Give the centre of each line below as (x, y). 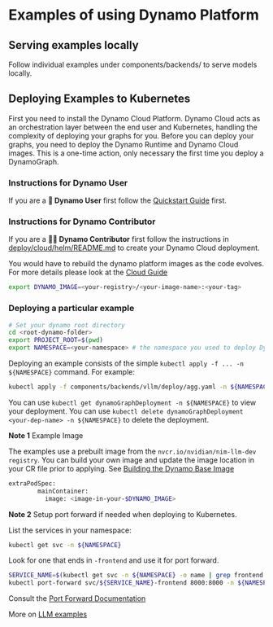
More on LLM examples (48, 614)
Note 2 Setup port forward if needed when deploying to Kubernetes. (123, 514)
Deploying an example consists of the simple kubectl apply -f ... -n (126, 363)
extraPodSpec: (32, 483)
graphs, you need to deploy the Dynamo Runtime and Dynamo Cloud (123, 144)
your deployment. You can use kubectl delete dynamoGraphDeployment (126, 411)
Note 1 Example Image (46, 435)
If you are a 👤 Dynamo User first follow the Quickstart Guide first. (118, 200)
